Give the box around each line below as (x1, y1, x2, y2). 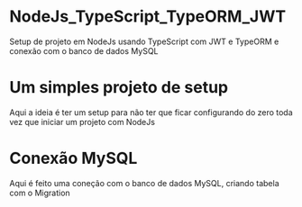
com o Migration (9, 187, 70, 198)
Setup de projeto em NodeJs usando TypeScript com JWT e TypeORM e (9, 36, 279, 47)
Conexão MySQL (9, 148, 138, 168)
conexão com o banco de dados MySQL (9, 45, 160, 56)
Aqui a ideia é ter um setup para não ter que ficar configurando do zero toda (9, 106, 293, 118)
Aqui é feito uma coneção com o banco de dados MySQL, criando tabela (9, 177, 279, 188)
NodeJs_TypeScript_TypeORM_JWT (9, 6, 287, 27)
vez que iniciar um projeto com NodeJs (9, 116, 156, 127)
